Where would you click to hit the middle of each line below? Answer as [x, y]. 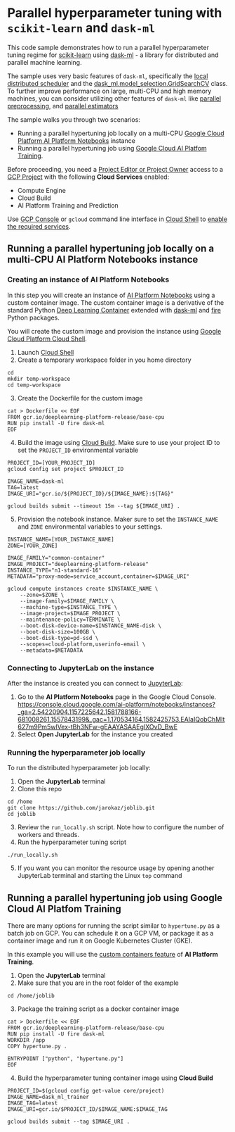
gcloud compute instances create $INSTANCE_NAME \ [83, 589]
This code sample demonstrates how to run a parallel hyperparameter [108, 47]
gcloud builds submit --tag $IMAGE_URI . [69, 1122]
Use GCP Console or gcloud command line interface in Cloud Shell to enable [117, 219]
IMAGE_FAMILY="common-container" [56, 558]
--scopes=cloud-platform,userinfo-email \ [83, 644]
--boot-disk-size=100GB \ [58, 631]
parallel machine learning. [45, 62]
